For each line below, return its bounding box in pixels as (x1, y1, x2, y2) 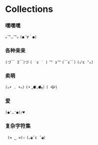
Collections (5, 3, 53, 15)
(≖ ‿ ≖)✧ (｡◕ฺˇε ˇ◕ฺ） (7, 135, 48, 140)
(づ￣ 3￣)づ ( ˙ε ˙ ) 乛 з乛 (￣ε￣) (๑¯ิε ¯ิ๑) (5, 60, 94, 65)
